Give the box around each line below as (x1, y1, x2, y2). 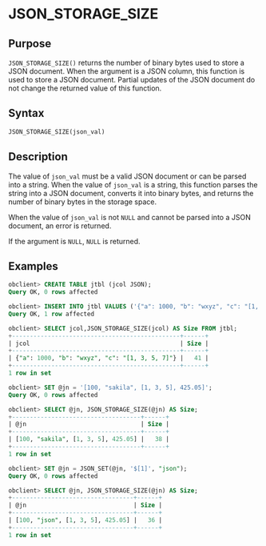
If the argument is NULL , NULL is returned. (8, 236, 141, 246)
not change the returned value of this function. (8, 83, 162, 93)
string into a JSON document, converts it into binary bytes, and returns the (8, 188, 254, 198)
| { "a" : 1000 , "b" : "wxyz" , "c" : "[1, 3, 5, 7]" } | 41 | (8, 354, 209, 363)
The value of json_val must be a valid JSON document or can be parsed (8, 171, 247, 181)
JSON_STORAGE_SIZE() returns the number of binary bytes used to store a (8, 58, 245, 67)
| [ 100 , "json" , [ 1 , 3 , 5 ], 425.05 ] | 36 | (8, 516, 162, 524)
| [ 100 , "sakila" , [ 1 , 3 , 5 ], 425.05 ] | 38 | (8, 436, 170, 444)
